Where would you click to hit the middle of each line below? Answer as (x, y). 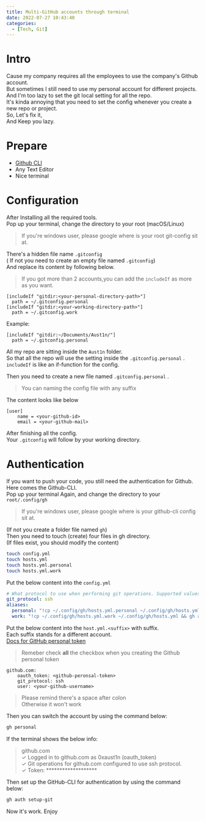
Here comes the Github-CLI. (42, 488)
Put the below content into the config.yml (59, 583)
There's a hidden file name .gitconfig (54, 254)
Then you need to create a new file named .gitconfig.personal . (88, 376)
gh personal (21, 727)
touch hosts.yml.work (34, 571)
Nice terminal (32, 176)
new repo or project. (32, 109)
